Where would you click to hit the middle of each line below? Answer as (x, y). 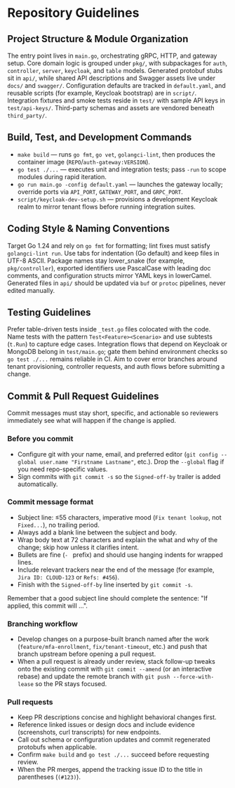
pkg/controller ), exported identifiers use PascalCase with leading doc (109, 268)
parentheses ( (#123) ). (49, 777)
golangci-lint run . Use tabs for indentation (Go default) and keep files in (113, 253)
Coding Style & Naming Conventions (88, 229)
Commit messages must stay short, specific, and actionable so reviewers (113, 413)
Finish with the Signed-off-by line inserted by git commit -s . (105, 584)
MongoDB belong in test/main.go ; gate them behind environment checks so (117, 352)
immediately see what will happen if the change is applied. (92, 421)
